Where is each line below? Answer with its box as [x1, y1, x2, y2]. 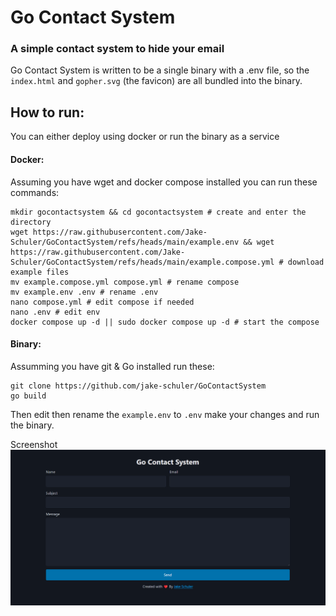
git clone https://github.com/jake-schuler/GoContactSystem [10, 381, 267, 391]
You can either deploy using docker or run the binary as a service [10, 131, 280, 143]
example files [10, 267, 70, 277]
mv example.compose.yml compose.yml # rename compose [10, 277, 240, 287]
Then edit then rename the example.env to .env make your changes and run [10, 408, 320, 420]
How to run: [10, 104, 85, 121]
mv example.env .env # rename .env [10, 287, 159, 297]
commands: [10, 186, 60, 198]
